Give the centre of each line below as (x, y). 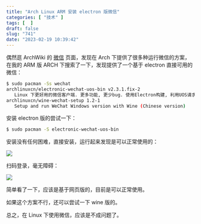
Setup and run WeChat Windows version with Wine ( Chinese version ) (100, 106)
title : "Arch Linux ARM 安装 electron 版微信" (63, 12)
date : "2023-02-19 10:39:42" (42, 40)
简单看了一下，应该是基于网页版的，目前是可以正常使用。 (77, 190)
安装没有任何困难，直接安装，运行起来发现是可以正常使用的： (82, 142)
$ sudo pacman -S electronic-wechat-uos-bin (63, 129)
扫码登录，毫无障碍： (32, 166)
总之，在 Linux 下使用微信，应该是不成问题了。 (64, 215)
